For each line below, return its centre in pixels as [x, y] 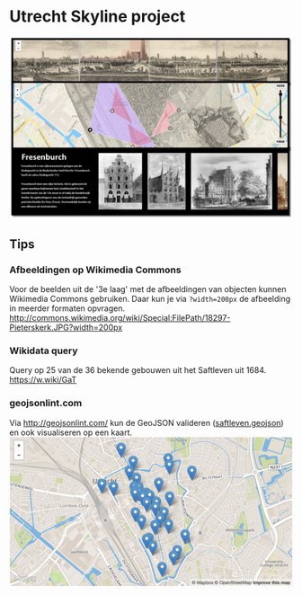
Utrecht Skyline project [98, 17]
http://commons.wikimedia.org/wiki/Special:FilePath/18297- [120, 317]
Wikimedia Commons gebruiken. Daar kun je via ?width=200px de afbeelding [150, 298]
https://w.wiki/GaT [43, 380]
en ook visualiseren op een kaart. [71, 432]
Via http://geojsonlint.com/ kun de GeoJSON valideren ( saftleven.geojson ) [147, 422]
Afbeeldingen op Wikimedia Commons [95, 270]
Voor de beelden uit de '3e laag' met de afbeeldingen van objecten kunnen [148, 289]
